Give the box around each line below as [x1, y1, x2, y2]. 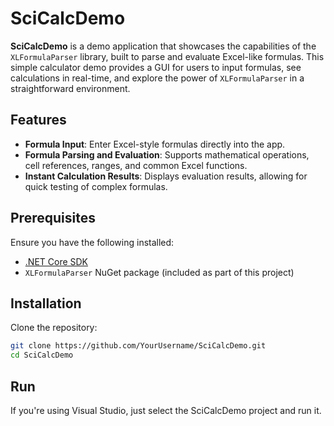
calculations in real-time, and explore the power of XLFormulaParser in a [10, 72, 305, 84]
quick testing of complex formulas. [24, 180, 168, 192]
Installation [10, 295, 82, 312]
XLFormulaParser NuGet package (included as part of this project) [24, 266, 295, 278]
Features [10, 112, 67, 129]
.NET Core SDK [24, 255, 89, 267]
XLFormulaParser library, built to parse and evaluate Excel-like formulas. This [10, 50, 325, 62]
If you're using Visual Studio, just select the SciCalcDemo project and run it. [10, 404, 322, 416]
